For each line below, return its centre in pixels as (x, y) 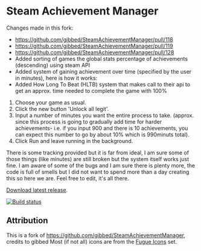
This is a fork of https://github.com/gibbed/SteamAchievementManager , (96, 235)
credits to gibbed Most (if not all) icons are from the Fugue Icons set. (92, 241)
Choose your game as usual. (50, 102)
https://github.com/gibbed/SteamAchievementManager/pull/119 (94, 46)
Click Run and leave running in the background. (74, 141)
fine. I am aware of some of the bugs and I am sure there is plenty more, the (101, 165)
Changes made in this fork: (40, 28)
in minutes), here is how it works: (56, 78)
